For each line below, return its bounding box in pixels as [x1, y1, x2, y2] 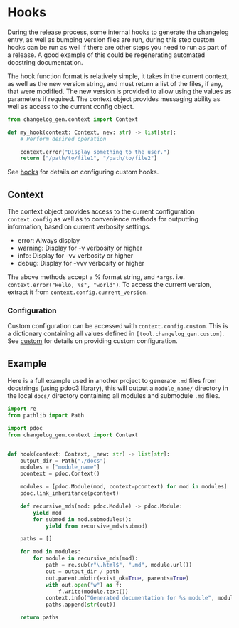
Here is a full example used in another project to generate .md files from [7, 377, 217, 385]
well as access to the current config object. [7, 102, 134, 110]
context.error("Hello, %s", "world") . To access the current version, [7, 281, 212, 289]
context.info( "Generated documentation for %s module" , [45, 595, 215, 602]
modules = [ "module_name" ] [20, 464, 100, 471]
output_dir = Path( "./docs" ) [20, 457, 107, 464]
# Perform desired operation [20, 135, 107, 142]
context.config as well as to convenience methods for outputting [7, 215, 199, 224]
